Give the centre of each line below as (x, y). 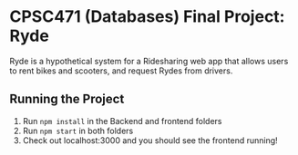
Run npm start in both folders (78, 131)
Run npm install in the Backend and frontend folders (122, 121)
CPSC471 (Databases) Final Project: (147, 17)
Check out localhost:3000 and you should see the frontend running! (150, 140)
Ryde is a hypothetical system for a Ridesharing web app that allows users (149, 61)
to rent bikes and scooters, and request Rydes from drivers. (121, 71)
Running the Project (67, 99)
